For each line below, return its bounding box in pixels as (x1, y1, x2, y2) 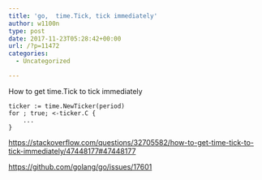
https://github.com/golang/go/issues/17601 (8, 161, 152, 171)
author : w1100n (8, 19, 60, 28)
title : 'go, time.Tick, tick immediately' (8, 11, 158, 20)
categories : (8, 49, 49, 58)
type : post (8, 27, 45, 35)
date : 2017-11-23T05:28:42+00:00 (8, 34, 122, 43)
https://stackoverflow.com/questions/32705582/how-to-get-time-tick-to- (8, 137, 254, 147)
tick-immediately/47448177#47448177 (8, 146, 136, 156)
